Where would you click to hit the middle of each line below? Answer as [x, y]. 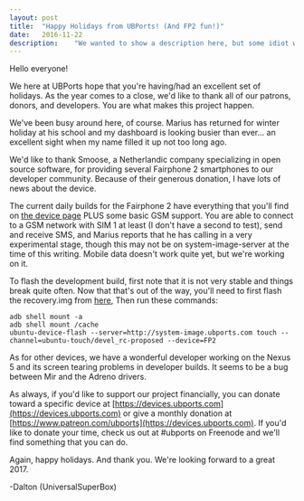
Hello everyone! [39, 69]
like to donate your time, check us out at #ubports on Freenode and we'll [145, 433]
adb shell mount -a [46, 317]
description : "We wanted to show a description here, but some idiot [149, 43]
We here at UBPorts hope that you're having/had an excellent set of [135, 86]
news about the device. [53, 189]
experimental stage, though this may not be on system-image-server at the [149, 244]
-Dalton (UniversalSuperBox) [63, 487]
